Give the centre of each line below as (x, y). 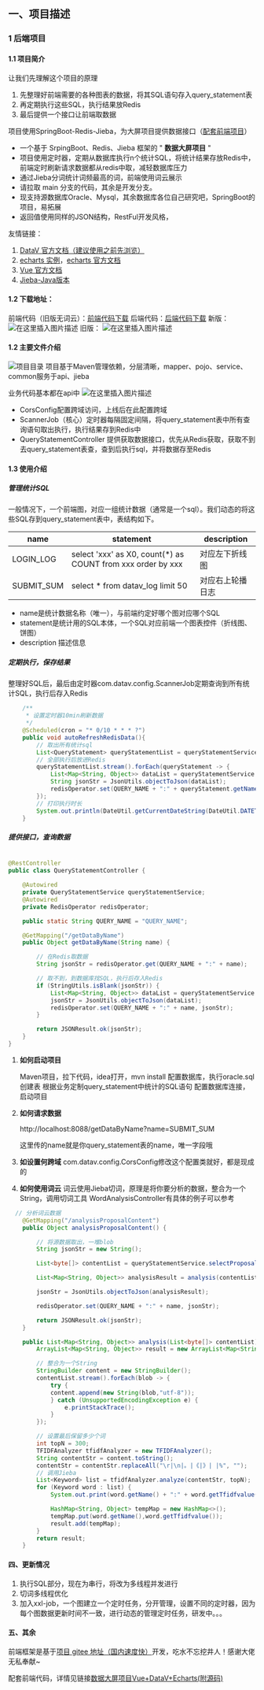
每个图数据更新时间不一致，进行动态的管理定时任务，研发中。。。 (123, 1613)
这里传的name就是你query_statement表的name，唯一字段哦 (116, 1145)
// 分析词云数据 (38, 1213)
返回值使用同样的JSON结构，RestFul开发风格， (96, 217)
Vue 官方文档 (41, 269)
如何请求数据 (40, 1113)
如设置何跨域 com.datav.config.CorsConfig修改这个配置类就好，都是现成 (137, 1162)
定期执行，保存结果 (39, 662)
